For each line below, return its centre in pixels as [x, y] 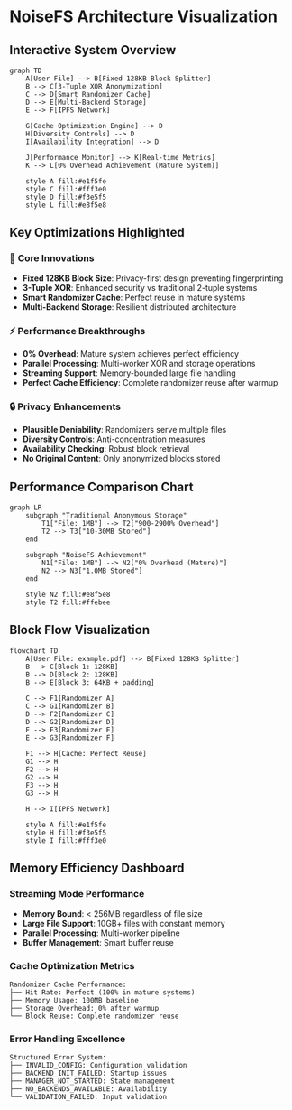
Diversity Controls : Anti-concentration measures [114, 439]
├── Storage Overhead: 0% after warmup [84, 1008]
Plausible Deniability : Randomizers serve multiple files [124, 430]
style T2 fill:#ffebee [68, 602]
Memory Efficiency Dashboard [97, 868]
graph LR [26, 508]
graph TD [26, 70]
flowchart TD [34, 651]
